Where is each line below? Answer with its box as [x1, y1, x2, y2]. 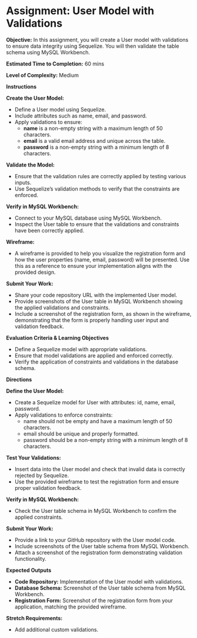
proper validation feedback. [14, 484, 82, 491]
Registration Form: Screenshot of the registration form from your [14, 597, 173, 604]
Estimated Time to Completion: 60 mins [6, 60, 105, 67]
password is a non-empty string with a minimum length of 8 [23, 143, 169, 150]
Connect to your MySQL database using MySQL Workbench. [14, 214, 162, 221]
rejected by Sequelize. [14, 472, 69, 479]
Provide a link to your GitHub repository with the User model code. [14, 536, 176, 544]
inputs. [14, 179, 32, 186]
